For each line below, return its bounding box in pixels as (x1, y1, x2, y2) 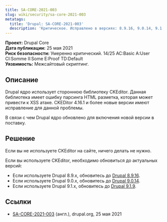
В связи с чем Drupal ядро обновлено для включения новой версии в (5, 114, 154, 120)
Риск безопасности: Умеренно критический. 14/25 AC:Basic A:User (5, 51, 150, 57)
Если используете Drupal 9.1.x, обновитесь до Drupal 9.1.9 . (12, 183, 136, 189)
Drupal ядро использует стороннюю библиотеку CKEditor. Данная (5, 89, 146, 95)
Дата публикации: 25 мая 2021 (5, 45, 73, 51)
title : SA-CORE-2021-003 (5, 7, 57, 13)
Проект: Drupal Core (5, 40, 49, 46)
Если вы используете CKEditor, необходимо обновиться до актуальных (5, 157, 157, 163)
